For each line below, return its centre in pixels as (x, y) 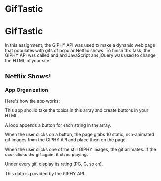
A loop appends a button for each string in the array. (58, 125)
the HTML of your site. (28, 61)
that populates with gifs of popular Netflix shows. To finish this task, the (78, 51)
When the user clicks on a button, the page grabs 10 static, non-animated (80, 134)
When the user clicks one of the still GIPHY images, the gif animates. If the (80, 149)
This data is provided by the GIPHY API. (45, 173)
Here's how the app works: (32, 101)
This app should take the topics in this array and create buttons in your (77, 110)
